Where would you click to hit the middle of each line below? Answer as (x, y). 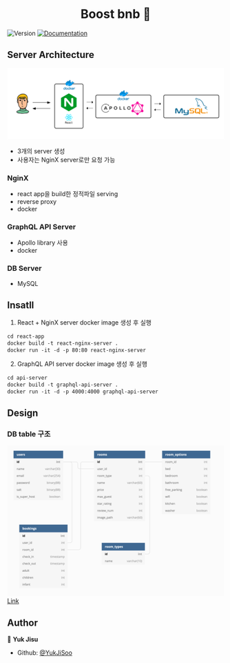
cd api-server (28, 378)
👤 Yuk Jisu (23, 640)
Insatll (21, 305)
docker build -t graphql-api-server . (63, 385)
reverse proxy (37, 201)
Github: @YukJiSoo (44, 653)
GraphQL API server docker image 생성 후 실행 (82, 364)
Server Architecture (51, 55)
